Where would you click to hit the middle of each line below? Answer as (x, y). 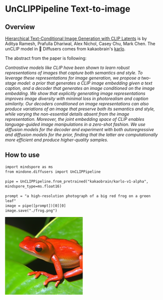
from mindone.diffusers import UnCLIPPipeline (53, 172)
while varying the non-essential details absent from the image (67, 114)
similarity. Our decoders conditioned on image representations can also (77, 104)
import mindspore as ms (29, 167)
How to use (22, 155)
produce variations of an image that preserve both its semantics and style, (80, 109)
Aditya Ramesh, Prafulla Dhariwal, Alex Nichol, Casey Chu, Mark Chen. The (80, 44)
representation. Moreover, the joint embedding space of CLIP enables (75, 119)
